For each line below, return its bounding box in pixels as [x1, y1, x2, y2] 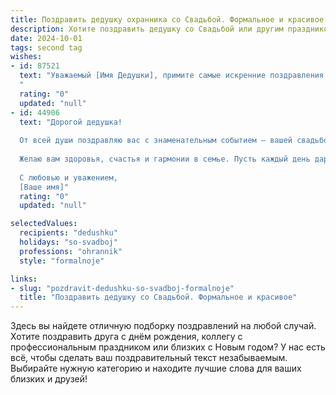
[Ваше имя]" [19, 182, 70, 192]
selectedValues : [10, 219, 78, 229]
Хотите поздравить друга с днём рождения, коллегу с [10, 331, 243, 343]
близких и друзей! [10, 373, 88, 385]
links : [10, 274, 38, 284]
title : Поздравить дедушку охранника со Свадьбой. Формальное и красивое [10, 14, 325, 25]
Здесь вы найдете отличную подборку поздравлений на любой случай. [10, 320, 317, 332]
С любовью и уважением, [19, 172, 118, 183]
